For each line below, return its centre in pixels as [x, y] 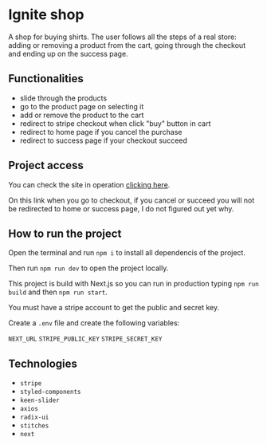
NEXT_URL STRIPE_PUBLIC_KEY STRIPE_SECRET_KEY [85, 339]
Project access [46, 165]
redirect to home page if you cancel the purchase [101, 132]
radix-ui [34, 417]
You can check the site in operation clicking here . [89, 184]
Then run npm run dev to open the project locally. [88, 268]
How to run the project [65, 233]
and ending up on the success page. [69, 53]
